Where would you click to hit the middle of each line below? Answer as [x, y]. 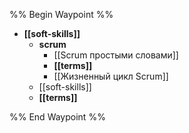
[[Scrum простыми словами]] [116, 55]
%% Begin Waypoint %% [61, 14]
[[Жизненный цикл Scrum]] [111, 76]
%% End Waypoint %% [57, 117]
